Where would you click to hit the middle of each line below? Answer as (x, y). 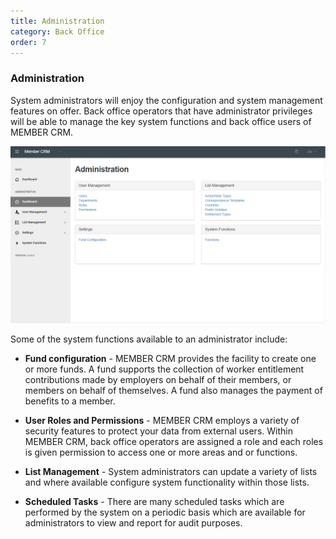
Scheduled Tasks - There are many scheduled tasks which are (154, 502)
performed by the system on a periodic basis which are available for (165, 512)
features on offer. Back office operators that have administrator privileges (161, 111)
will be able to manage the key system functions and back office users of (161, 121)
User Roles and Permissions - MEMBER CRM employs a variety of (162, 421)
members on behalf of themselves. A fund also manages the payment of (173, 391)
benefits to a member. (70, 401)
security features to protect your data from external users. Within (158, 431)
